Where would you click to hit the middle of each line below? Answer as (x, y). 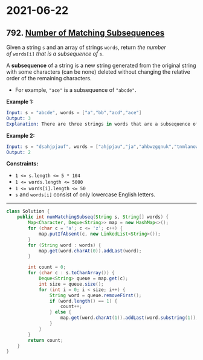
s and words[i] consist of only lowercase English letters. (85, 194)
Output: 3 (19, 118)
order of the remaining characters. (49, 78)
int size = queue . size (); (71, 284)
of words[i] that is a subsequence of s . (55, 54)
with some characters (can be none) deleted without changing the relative (98, 72)
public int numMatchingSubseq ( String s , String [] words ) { (93, 217)
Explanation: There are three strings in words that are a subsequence (98, 124)
